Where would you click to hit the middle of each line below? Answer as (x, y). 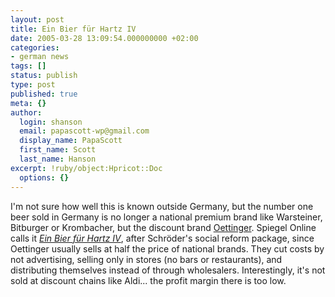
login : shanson (51, 122)
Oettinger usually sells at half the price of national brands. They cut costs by (167, 248)
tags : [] (28, 66)
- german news (40, 57)
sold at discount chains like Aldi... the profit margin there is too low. (148, 280)
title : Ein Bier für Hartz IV (73, 29)
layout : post (37, 19)
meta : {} (28, 103)
